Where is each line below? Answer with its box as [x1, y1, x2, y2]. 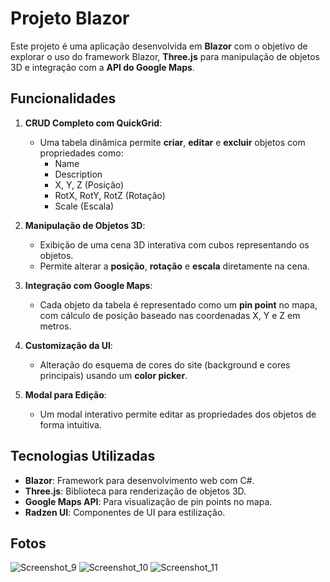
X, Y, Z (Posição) [54, 178, 125, 191]
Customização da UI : [24, 339, 113, 351]
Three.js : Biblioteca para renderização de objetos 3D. [24, 485, 247, 497]
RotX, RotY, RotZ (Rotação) [54, 189, 166, 201]
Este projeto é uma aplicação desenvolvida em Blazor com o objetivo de [10, 40, 308, 52]
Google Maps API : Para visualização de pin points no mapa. [24, 495, 273, 507]
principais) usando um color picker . [39, 369, 188, 381]
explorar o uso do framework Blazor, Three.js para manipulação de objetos [10, 50, 320, 62]
